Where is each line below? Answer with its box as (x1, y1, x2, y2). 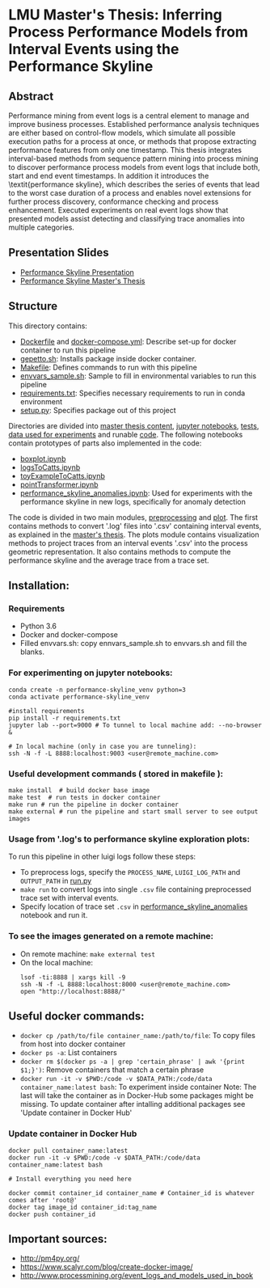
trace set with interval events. (19, 893, 119, 903)
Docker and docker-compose (19, 630, 119, 640)
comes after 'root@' (8, 1196, 78, 1204)
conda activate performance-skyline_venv (8, 693, 150, 701)
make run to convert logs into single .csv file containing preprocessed (19, 885, 252, 894)
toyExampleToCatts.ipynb (19, 471, 105, 480)
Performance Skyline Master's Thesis (19, 276, 146, 285)
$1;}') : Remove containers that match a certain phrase (19, 1065, 205, 1075)
